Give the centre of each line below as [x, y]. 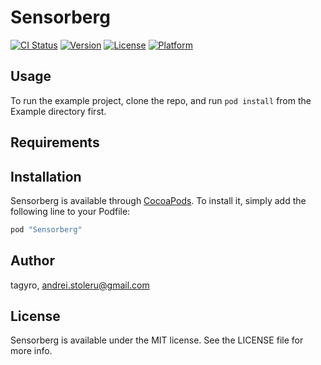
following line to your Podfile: [70, 211]
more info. [31, 351]
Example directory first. [58, 111]
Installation [46, 176]
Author [32, 261]
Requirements [55, 142]
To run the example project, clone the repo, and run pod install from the [161, 100]
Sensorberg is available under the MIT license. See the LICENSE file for [157, 340]
